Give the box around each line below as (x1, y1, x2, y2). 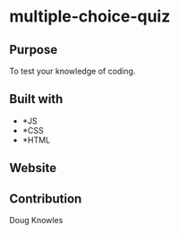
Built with (9, 91, 64, 107)
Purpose (9, 42, 58, 57)
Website (9, 160, 56, 176)
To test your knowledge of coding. (9, 65, 136, 76)
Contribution (9, 191, 82, 206)
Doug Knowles (9, 215, 64, 226)
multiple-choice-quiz (9, 6, 171, 27)
